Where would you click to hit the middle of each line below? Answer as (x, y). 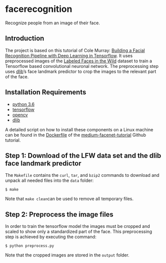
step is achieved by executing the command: (51, 237)
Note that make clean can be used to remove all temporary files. (69, 199)
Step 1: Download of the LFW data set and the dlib (83, 155)
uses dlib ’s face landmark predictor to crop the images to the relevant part (81, 71)
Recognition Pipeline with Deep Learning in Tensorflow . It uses (69, 55)
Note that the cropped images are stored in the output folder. (67, 255)
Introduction (25, 38)
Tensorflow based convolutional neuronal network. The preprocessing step (82, 66)
